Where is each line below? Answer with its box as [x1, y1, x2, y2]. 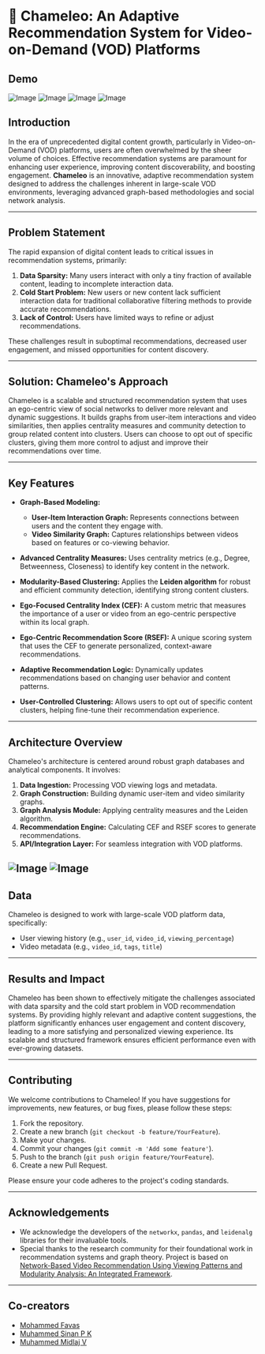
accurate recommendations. [19, 304, 112, 314]
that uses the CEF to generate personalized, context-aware [19, 641, 212, 651]
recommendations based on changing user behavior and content [19, 673, 231, 683]
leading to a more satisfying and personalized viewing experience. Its [8, 1027, 234, 1036]
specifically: [8, 918, 47, 927]
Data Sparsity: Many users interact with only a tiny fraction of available [19, 270, 252, 280]
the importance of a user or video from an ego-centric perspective [19, 609, 237, 619]
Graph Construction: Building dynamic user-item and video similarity [19, 789, 245, 799]
